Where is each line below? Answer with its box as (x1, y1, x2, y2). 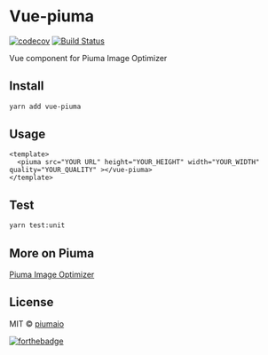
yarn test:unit (9, 221, 66, 230)
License (9, 295, 54, 310)
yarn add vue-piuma (9, 102, 82, 111)
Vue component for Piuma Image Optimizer (9, 52, 168, 63)
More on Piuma (9, 246, 95, 261)
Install (9, 78, 44, 94)
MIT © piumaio (9, 318, 65, 329)
